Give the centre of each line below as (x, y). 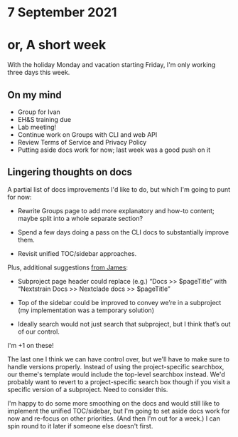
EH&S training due (44, 119)
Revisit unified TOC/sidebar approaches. (77, 253)
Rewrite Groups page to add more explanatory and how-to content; (116, 210)
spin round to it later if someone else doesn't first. (80, 426)
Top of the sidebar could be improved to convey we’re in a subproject (119, 302)
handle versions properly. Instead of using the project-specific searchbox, (116, 366)
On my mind (34, 94)
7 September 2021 (62, 12)
